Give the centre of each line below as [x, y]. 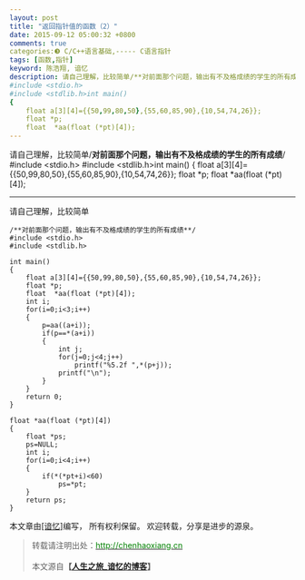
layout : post [34, 18]
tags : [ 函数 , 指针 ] [42, 60]
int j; [70, 349]
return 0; [44, 397]
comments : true [38, 43]
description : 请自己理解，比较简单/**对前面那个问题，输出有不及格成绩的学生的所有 [150, 77]
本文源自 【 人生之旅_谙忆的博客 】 [93, 566]
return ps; [46, 500]
